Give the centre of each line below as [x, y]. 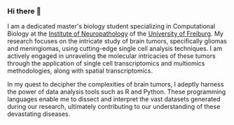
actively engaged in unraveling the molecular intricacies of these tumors [111, 56]
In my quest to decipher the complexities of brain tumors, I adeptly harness [116, 84]
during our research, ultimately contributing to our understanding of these [114, 107]
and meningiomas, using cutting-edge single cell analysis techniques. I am [115, 49]
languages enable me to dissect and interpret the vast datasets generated [114, 99]
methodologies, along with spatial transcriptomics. [80, 71]
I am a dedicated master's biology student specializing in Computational [111, 27]
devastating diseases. [39, 114]
